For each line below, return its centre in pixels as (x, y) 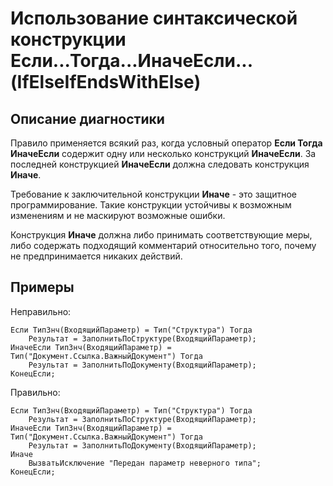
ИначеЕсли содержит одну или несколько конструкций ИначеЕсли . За (163, 153)
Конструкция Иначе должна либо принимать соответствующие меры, (161, 235)
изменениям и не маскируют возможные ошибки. (118, 215)
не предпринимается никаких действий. (96, 256)
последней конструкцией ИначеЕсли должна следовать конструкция (160, 164)
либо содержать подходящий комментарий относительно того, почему (163, 245)
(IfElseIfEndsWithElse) (106, 82)
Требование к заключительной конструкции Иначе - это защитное (153, 194)
